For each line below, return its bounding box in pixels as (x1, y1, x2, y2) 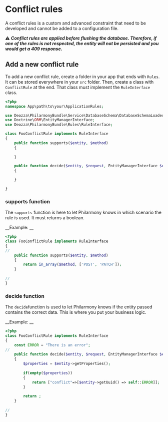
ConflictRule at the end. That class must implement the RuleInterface (5, 84, 150, 90)
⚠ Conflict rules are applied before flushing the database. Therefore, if (5, 35, 157, 41)
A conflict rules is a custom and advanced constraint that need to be (5, 20, 146, 26)
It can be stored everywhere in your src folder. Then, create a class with (5, 79, 154, 85)
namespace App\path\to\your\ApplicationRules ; (5, 104, 104, 109)
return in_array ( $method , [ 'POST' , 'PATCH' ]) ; (23, 262, 122, 267)
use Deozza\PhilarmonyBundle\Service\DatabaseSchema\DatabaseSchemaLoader (5, 113, 164, 118)
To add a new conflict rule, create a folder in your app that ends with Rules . (5, 74, 160, 80)
